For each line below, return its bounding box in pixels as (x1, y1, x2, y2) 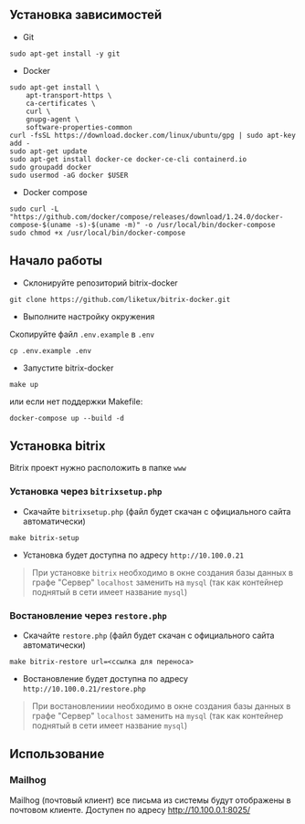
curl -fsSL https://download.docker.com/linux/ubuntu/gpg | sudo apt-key (9, 130, 297, 140)
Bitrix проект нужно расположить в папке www (9, 463, 187, 474)
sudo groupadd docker (9, 162, 92, 172)
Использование (9, 746, 105, 762)
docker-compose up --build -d (9, 413, 125, 422)
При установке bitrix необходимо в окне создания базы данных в (31, 567, 294, 578)
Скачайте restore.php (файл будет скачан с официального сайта (22, 630, 275, 641)
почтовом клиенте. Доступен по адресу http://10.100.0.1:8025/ (9, 804, 251, 815)
